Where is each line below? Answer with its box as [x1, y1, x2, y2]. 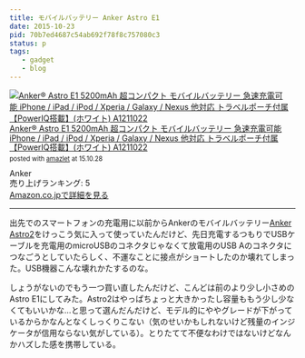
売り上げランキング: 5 [9, 177, 91, 188]
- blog [21, 65, 47, 74]
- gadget [21, 55, 54, 65]
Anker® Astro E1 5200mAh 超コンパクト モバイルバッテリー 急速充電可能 [9, 123, 282, 134]
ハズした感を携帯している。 [16, 339, 121, 350]
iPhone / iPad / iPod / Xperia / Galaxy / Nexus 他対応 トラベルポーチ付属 [9, 133, 279, 144]
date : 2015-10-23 [9, 22, 75, 31]
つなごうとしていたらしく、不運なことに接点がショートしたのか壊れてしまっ [9, 252, 295, 263]
